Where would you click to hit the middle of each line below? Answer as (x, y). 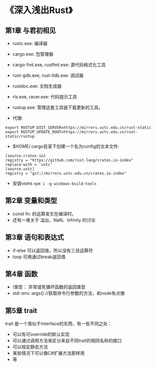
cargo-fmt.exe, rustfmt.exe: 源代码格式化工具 (59, 65)
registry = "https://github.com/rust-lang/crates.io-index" (69, 160)
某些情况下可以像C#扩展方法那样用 (48, 353)
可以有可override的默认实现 (41, 334)
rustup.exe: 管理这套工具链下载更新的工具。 (58, 107)
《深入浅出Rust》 (39, 10)
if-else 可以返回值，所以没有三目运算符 (53, 250)
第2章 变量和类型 (31, 201)
